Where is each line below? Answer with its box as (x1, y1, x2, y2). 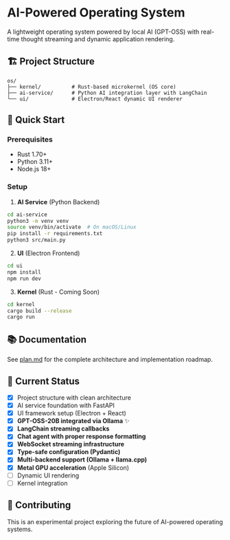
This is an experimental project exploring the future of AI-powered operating (7, 517, 223, 526)
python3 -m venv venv (7, 217, 69, 224)
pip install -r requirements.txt (7, 230, 103, 237)
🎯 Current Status (7, 375, 80, 387)
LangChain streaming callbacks (16, 424, 110, 433)
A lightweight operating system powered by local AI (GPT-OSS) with (7, 28, 200, 36)
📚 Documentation (7, 334, 87, 345)
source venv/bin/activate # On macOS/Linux (7, 224, 137, 231)
